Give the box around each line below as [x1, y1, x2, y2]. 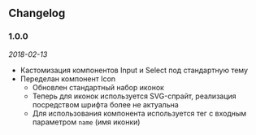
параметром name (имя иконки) [32, 117, 141, 127]
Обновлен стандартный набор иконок [32, 82, 165, 92]
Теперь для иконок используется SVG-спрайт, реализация [32, 91, 237, 101]
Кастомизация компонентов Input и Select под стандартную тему [20, 65, 249, 75]
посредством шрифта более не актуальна [32, 99, 179, 109]
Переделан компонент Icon [20, 73, 116, 84]
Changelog [8, 7, 66, 20]
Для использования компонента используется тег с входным [32, 108, 247, 118]
